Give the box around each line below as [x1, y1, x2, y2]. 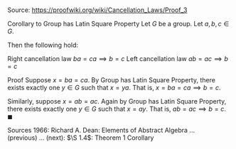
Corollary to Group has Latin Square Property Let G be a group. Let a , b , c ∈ [7, 20, 230, 28]
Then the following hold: [7, 41, 79, 50]
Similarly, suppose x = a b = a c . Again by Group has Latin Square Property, [7, 97, 227, 106]
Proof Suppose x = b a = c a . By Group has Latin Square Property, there [7, 76, 215, 84]
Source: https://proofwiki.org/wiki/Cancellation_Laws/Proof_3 [7, 6, 188, 14]
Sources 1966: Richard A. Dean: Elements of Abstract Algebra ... [7, 126, 195, 135]
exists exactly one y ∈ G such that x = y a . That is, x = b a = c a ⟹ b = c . [7, 84, 221, 92]
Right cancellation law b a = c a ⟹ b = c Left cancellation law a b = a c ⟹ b [7, 55, 229, 63]
